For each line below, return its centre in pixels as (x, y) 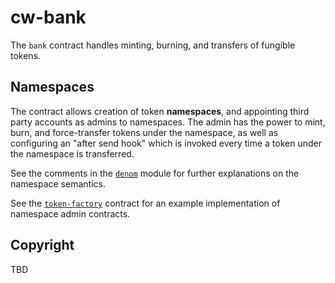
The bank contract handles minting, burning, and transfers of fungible (153, 45)
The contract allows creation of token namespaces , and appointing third (160, 111)
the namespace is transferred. (72, 153)
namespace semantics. (58, 183)
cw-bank (48, 17)
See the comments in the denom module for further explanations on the (155, 173)
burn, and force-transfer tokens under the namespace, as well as (144, 132)
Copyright (42, 245)
